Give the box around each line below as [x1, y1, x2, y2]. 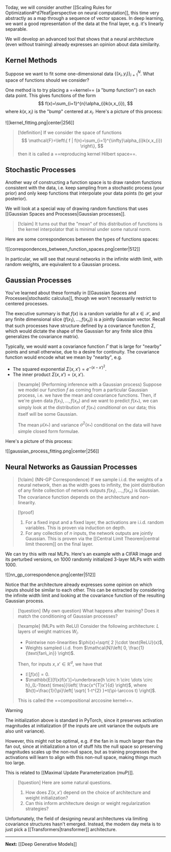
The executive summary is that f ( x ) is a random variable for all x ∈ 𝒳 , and [5, 310, 160, 316]
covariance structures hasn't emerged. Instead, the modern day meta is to [5, 821, 161, 827]
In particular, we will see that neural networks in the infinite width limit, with [5, 255, 163, 262]
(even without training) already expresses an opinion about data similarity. [5, 41, 160, 48]
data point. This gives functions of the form [5, 92, 96, 99]
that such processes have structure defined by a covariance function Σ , [5, 323, 156, 329]
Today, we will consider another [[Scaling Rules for [5, 5, 112, 10]
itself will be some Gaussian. [17, 411, 78, 417]
